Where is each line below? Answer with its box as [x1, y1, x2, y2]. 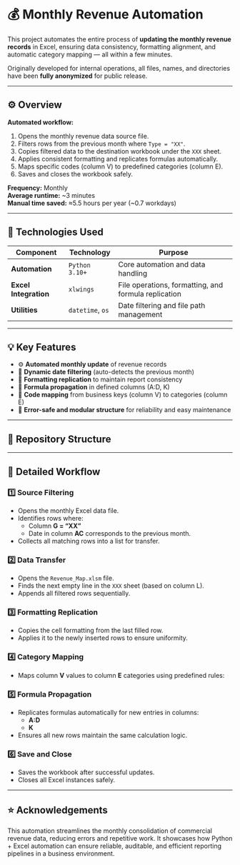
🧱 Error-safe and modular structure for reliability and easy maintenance [17, 406, 231, 414]
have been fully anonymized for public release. [7, 71, 148, 80]
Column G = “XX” [28, 521, 81, 530]
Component [15, 247, 57, 257]
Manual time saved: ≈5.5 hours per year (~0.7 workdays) [7, 199, 177, 207]
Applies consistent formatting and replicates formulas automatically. [17, 154, 219, 163]
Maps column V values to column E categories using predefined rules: [17, 671, 225, 679]
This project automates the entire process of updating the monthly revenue [7, 34, 232, 44]
